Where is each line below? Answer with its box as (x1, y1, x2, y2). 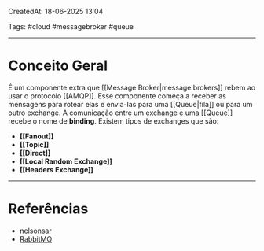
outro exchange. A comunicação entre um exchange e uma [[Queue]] (8, 108, 233, 117)
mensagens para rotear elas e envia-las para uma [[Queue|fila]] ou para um (8, 99, 253, 109)
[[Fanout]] (19, 131, 54, 141)
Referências (8, 200, 89, 218)
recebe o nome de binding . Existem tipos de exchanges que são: (8, 116, 219, 125)
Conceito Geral (8, 57, 108, 75)
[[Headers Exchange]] (19, 164, 94, 174)
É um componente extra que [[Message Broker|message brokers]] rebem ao (8, 83, 256, 92)
